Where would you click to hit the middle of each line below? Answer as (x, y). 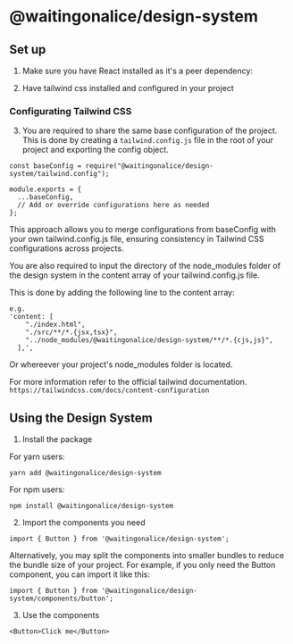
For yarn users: (37, 456)
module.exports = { (46, 189)
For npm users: (37, 489)
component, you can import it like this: (80, 574)
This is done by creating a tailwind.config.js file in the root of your (148, 140)
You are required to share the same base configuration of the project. (150, 130)
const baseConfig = (46, 166)
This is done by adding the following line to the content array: (122, 293)
